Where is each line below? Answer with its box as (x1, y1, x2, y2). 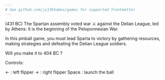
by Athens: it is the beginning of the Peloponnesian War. (5, 26, 119, 32)
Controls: (5, 59, 24, 65)
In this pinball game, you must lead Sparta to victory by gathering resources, (5, 35, 161, 41)
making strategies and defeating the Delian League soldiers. (5, 40, 127, 47)
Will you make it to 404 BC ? (5, 50, 63, 56)
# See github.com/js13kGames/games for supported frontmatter (5, 7, 135, 12)
